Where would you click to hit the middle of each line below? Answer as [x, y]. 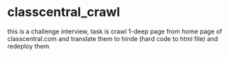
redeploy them [28, 46]
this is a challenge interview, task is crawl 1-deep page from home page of [115, 31]
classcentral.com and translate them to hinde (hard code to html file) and [113, 38]
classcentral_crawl [64, 12]
